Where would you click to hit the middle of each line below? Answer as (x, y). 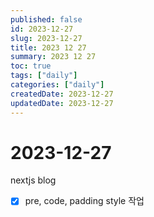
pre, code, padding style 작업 (84, 201)
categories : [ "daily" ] (57, 85)
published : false (46, 19)
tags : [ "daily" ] (44, 76)
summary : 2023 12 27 (53, 57)
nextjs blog (33, 180)
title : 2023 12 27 (48, 47)
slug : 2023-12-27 (46, 38)
